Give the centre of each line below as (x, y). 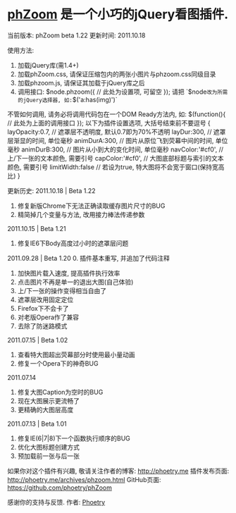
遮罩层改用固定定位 (45, 299)
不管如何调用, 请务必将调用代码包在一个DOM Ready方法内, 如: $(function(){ (117, 114)
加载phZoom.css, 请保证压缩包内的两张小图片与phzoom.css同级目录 (117, 74)
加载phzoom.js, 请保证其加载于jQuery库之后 (81, 82)
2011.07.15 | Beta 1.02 (38, 340)
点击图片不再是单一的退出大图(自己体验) (75, 282)
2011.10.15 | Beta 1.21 (37, 228)
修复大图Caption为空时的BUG (60, 392)
